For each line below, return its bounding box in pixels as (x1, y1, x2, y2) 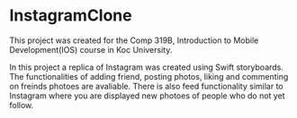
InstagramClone (9, 5, 132, 26)
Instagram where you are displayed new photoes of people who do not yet (9, 90, 285, 101)
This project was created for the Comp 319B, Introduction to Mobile (9, 35, 259, 46)
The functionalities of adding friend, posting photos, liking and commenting (9, 71, 289, 81)
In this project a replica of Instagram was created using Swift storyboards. (9, 62, 283, 72)
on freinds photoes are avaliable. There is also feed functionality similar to (9, 80, 283, 91)
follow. (9, 99, 34, 110)
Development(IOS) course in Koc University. (9, 44, 173, 55)
